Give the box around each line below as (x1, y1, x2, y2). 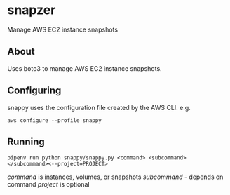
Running (7, 135, 46, 147)
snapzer (7, 2, 56, 18)
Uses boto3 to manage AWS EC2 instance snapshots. (7, 64, 163, 72)
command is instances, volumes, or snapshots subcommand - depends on (7, 173, 224, 181)
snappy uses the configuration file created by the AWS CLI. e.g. (7, 103, 191, 112)
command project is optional (7, 180, 90, 189)
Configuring (7, 85, 62, 97)
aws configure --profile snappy (7, 116, 102, 124)
